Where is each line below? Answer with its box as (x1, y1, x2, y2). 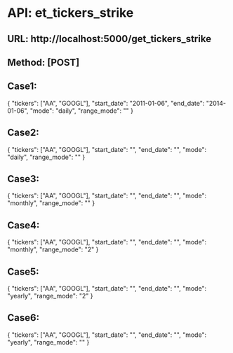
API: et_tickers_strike (7, 5, 134, 21)
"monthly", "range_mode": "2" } (7, 245, 99, 254)
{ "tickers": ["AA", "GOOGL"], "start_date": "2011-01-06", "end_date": (7, 99, 205, 107)
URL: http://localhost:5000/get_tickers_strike (7, 33, 212, 45)
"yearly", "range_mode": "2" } (7, 292, 93, 300)
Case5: (7, 265, 40, 277)
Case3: (7, 173, 40, 185)
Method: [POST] (7, 56, 80, 68)
